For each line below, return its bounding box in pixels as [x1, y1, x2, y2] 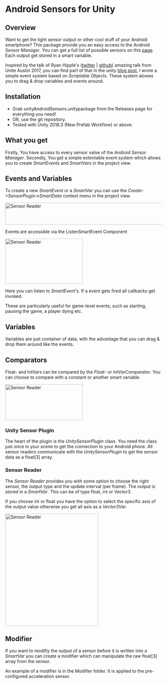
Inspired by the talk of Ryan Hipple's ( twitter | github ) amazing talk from [5, 62, 152, 68]
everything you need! [12, 111, 56, 117]
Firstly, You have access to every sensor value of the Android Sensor [5, 149, 147, 155]
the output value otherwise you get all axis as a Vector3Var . [5, 503, 128, 509]
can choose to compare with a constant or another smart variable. [5, 374, 141, 380]
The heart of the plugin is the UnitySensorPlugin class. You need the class [5, 438, 157, 445]
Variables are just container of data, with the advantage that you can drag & [5, 336, 160, 342]
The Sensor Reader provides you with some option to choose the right [5, 478, 149, 484]
